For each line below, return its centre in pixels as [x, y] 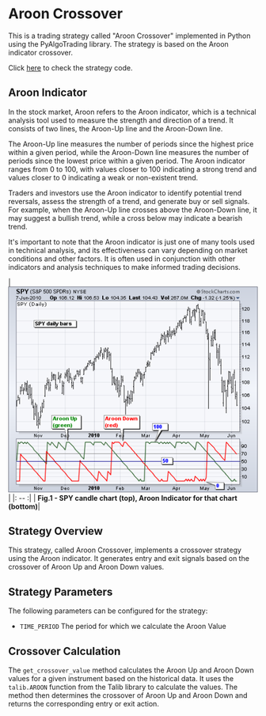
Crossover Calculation [65, 651]
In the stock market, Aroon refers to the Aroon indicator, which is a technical [132, 112]
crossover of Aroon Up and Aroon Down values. [86, 567]
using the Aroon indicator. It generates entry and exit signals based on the [129, 559]
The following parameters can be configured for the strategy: [108, 611]
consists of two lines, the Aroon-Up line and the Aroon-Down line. [116, 128]
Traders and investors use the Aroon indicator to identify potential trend [125, 193]
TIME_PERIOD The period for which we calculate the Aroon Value [123, 627]
